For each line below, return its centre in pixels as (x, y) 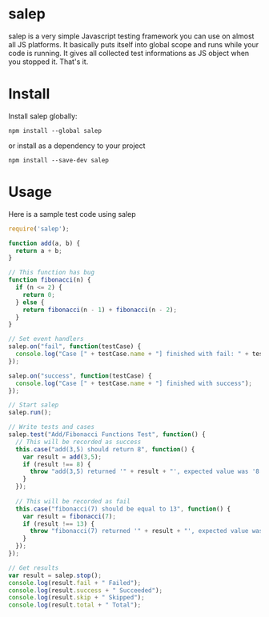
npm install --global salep (55, 130)
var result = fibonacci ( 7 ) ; (69, 516)
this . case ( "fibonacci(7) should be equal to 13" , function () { (123, 509)
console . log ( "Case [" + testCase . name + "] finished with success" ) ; (134, 383)
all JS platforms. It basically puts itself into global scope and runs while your (133, 44)
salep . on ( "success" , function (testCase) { (80, 376)
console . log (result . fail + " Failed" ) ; (75, 583)
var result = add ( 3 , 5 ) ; (62, 457)
